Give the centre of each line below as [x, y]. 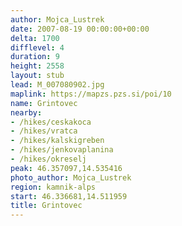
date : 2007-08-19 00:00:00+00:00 [80, 29]
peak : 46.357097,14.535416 [66, 168]
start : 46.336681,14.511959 [69, 196]
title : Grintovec [46, 206]
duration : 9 [35, 57]
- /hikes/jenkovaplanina [62, 150]
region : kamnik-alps [53, 187]
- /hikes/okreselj [48, 159]
